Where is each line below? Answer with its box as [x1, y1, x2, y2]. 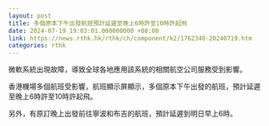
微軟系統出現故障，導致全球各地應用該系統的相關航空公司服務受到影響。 [8, 65, 247, 75]
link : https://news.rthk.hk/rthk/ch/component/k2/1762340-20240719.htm [8, 34, 252, 43]
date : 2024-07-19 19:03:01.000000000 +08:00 [8, 26, 159, 35]
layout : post [8, 11, 52, 20]
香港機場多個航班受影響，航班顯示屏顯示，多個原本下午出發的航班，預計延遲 [8, 82, 261, 91]
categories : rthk [8, 42, 66, 50]
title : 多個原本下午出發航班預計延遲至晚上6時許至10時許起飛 [8, 19, 187, 27]
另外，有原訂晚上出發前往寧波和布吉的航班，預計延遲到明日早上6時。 [8, 109, 238, 119]
